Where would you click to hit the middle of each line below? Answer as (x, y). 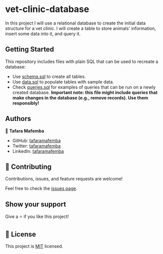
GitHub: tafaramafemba (36, 140)
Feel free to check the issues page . (41, 188)
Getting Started (30, 49)
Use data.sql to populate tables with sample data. (63, 81)
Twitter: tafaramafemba (36, 145)
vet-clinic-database (47, 9)
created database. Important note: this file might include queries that (85, 92)
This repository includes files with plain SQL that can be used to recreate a (82, 61)
